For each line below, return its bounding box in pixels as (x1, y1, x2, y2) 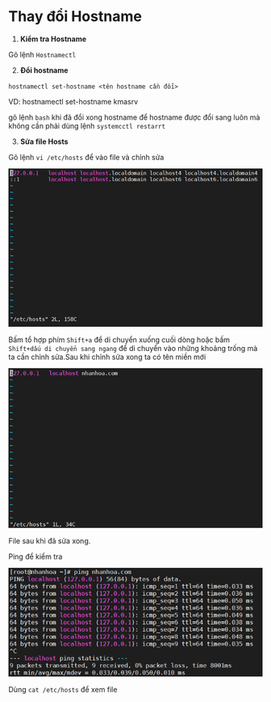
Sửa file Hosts (19, 137, 69, 146)
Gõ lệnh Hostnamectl (8, 49, 77, 59)
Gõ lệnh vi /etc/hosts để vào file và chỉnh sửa (8, 152, 165, 162)
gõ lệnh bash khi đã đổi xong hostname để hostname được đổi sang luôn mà (8, 112, 261, 122)
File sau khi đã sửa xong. (8, 535, 91, 545)
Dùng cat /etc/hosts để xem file (8, 684, 118, 694)
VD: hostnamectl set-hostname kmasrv (8, 96, 139, 106)
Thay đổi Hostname (8, 7, 143, 26)
